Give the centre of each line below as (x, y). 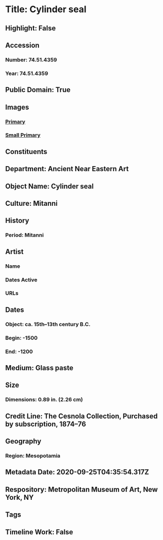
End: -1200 (19, 352)
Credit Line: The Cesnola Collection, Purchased (81, 416)
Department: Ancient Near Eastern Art (67, 169)
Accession (22, 45)
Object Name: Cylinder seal (49, 186)
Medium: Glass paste (39, 368)
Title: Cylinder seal (46, 9)
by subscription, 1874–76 (46, 424)
